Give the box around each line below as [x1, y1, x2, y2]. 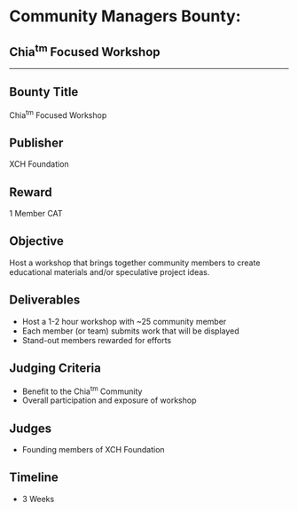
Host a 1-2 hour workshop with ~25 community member [21, 316, 227, 326]
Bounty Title [9, 84, 79, 99]
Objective [9, 233, 65, 249]
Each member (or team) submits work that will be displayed [21, 326, 239, 336]
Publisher [9, 135, 64, 150]
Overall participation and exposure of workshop [21, 395, 197, 405]
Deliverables [9, 293, 81, 308]
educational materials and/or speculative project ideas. [9, 266, 210, 277]
